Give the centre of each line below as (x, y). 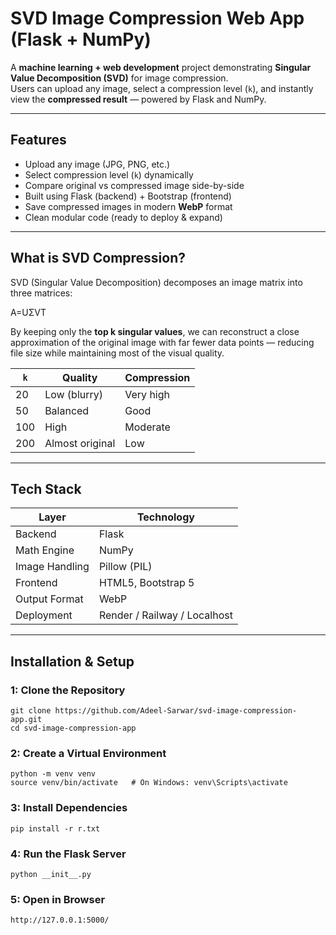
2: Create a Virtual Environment (88, 753)
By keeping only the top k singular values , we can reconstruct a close (155, 331)
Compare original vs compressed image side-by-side (134, 185)
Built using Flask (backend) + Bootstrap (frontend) (128, 196)
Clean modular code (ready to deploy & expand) (123, 217)
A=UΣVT (28, 312)
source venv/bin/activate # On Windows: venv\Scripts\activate (149, 783)
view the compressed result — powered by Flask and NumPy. (138, 99)
